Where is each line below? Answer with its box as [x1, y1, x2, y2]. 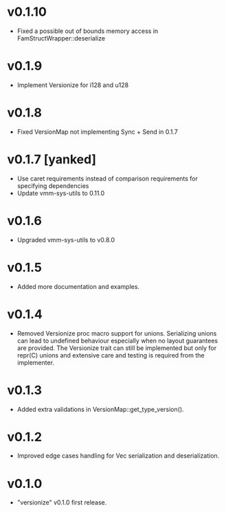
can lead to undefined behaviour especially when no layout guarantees [16, 336, 218, 345]
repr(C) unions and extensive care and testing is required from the [16, 351, 205, 359]
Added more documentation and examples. [16, 282, 139, 290]
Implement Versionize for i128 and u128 [16, 80, 129, 89]
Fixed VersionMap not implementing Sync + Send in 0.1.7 [16, 128, 179, 136]
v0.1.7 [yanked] [7, 152, 97, 167]
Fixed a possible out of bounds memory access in [16, 27, 159, 35]
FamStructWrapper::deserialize [16, 34, 105, 42]
